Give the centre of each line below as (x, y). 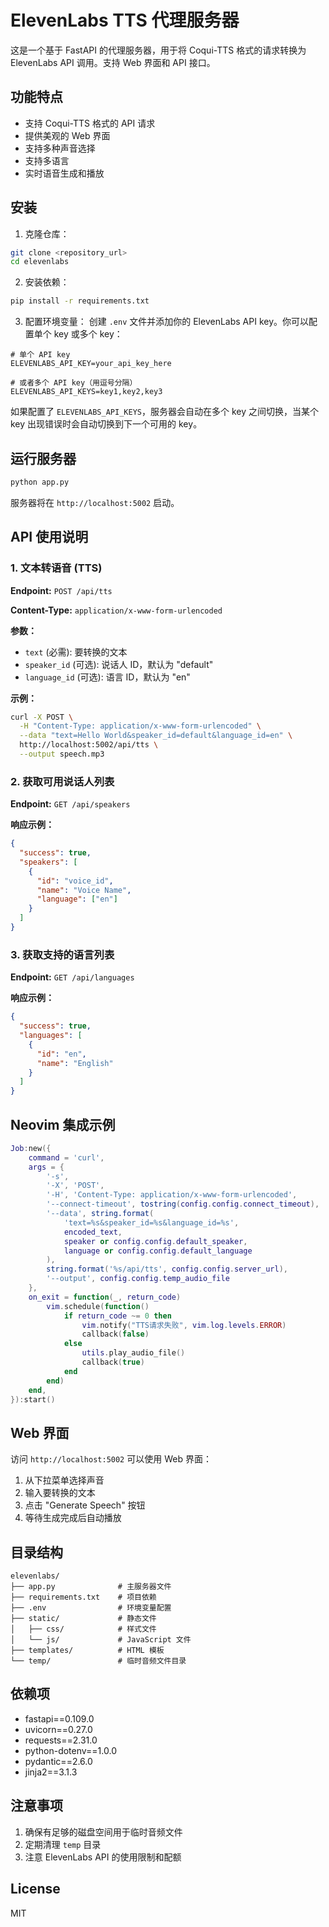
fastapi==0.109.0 (59, 1718)
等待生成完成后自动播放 (73, 1518)
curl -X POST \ (42, 717)
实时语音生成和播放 (64, 173)
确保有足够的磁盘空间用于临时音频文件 (103, 1832)
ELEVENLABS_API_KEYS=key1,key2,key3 (86, 392)
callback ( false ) (115, 1334)
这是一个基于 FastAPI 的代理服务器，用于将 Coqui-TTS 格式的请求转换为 (158, 50)
